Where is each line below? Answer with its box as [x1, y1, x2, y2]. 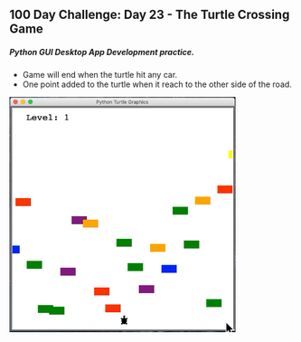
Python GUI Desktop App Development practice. [9, 46, 195, 57]
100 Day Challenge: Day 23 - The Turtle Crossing [9, 7, 290, 23]
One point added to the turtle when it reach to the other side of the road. [22, 79, 292, 90]
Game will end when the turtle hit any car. [22, 70, 178, 81]
